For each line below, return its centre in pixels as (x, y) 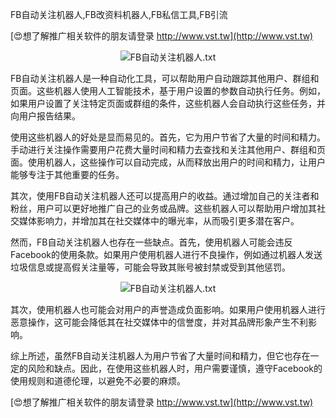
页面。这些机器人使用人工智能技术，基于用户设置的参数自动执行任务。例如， (168, 91)
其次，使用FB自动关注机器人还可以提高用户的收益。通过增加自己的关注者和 (165, 196)
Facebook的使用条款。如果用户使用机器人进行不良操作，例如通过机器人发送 (166, 254)
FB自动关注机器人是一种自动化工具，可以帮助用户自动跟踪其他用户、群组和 (165, 78)
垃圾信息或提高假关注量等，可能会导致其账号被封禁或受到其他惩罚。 (150, 267)
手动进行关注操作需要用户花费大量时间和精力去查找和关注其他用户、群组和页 (168, 149)
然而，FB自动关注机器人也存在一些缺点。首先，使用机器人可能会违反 (151, 242)
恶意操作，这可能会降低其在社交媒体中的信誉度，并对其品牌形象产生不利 (159, 322)
